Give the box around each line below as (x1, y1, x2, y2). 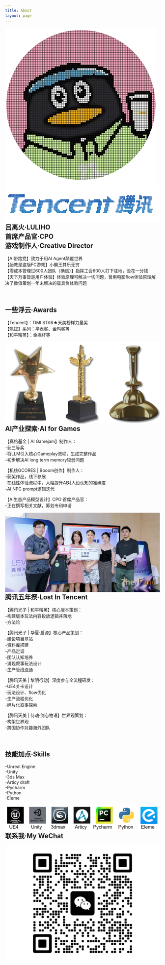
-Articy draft (5, 779, 30, 785)
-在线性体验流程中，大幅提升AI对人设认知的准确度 (5, 480, 106, 486)
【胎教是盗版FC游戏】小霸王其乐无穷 (5, 262, 80, 268)
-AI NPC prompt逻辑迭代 (5, 486, 55, 492)
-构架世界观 (5, 718, 29, 724)
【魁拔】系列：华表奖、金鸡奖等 (5, 326, 70, 332)
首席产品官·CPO (5, 232, 54, 240)
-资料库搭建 (5, 642, 29, 648)
